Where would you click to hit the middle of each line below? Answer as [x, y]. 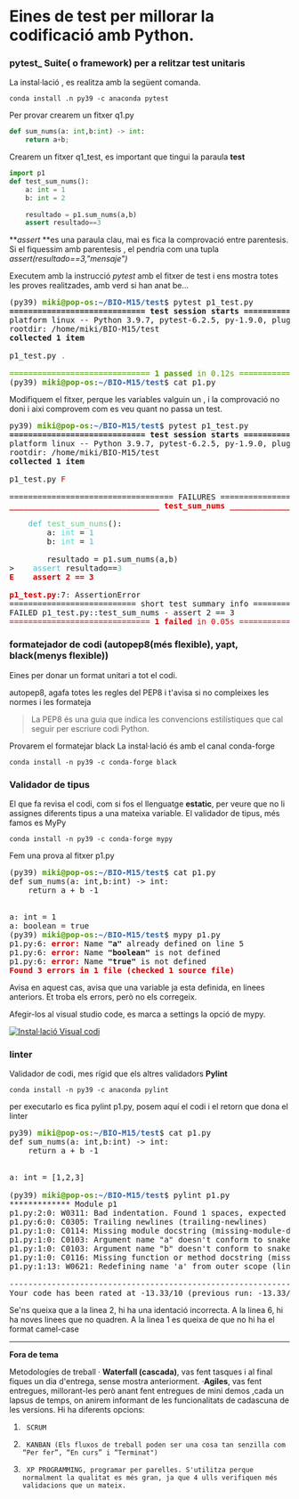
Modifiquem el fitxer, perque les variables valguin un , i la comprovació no [145, 400]
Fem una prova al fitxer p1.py [62, 855]
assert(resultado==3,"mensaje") [69, 259]
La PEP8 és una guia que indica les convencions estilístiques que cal [157, 719]
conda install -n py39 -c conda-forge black [93, 762]
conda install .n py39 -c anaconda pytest [89, 99]
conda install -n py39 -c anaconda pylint [89, 1090]
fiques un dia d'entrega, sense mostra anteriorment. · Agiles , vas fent [136, 1382]
